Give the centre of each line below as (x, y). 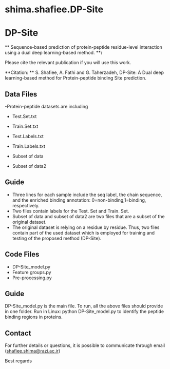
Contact (18, 333)
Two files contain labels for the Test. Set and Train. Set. (71, 211)
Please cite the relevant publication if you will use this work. (68, 63)
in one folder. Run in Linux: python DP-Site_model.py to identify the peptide (84, 312)
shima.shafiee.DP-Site (54, 9)
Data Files (21, 94)
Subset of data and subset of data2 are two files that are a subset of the (88, 216)
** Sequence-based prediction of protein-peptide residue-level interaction (83, 47)
